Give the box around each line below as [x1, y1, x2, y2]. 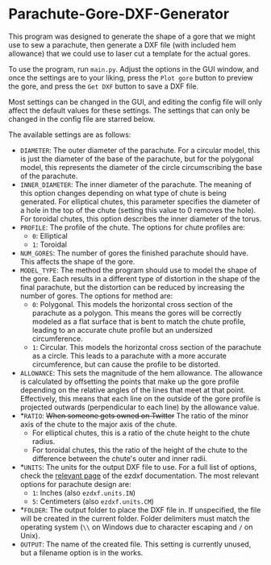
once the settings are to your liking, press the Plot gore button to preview [8, 73, 254, 82]
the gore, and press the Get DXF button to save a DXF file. [8, 81, 199, 91]
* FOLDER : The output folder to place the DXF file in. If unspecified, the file [19, 505, 261, 514]
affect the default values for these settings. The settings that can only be [8, 106, 250, 115]
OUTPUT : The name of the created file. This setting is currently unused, [19, 539, 252, 549]
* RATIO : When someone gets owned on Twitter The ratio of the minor [19, 410, 249, 420]
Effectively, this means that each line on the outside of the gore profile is [19, 393, 261, 403]
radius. [31, 436, 56, 446]
